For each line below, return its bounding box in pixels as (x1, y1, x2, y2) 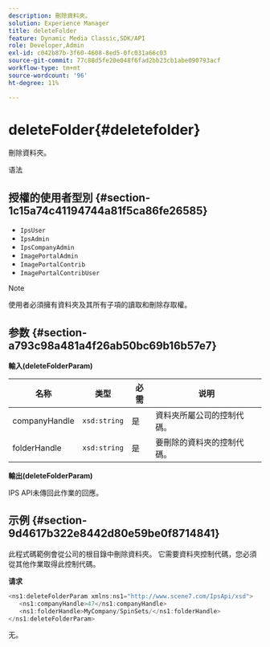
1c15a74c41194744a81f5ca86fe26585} (8, 204, 208, 218)
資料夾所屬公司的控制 (155, 410, 236, 421)
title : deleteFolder (8, 26, 78, 35)
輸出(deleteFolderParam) (8, 471, 93, 481)
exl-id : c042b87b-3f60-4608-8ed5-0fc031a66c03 (8, 49, 167, 57)
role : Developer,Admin (8, 42, 84, 50)
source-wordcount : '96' (8, 71, 88, 79)
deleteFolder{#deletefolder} (8, 120, 201, 139)
